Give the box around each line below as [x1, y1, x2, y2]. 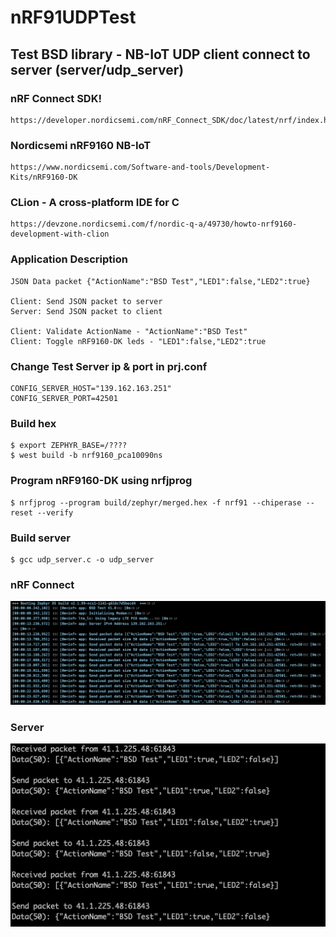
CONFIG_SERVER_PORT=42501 [10, 394, 118, 404]
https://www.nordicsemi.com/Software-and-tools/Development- [10, 162, 271, 173]
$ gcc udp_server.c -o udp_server [10, 554, 155, 565]
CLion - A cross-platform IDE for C [10, 196, 180, 210]
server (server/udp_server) [10, 61, 185, 78]
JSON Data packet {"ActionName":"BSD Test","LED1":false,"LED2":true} [10, 276, 311, 286]
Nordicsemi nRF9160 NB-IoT [10, 138, 152, 152]
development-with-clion [10, 229, 110, 240]
